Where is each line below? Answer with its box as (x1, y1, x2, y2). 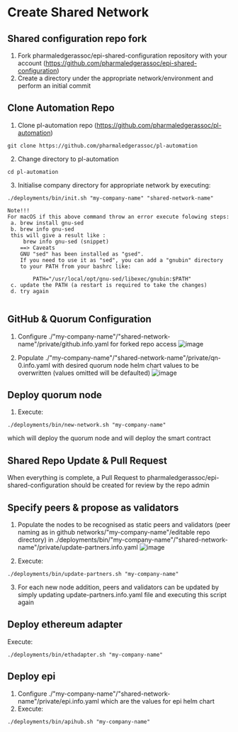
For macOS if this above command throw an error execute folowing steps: (7, 213, 230, 220)
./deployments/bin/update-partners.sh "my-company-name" (7, 571, 179, 578)
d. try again (10, 288, 50, 295)
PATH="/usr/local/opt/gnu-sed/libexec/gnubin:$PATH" (33, 275, 192, 283)
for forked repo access (110, 339, 177, 348)
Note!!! (7, 207, 30, 214)
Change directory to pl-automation (17, 154, 119, 163)
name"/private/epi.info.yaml (17, 697, 99, 705)
